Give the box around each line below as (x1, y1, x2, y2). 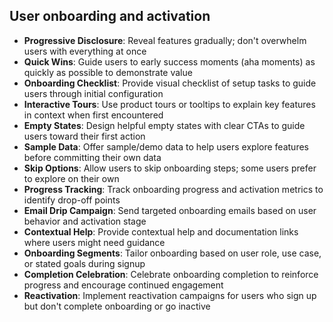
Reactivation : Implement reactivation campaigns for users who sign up (23, 289, 317, 301)
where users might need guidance (23, 236, 166, 248)
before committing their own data (23, 151, 162, 163)
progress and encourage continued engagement (23, 279, 224, 291)
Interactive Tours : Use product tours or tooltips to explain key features (23, 98, 316, 110)
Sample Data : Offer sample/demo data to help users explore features (23, 140, 309, 153)
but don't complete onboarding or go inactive (23, 300, 211, 312)
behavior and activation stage (23, 215, 147, 227)
